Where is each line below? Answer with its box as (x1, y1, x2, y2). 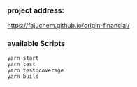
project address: (7, 6, 65, 15)
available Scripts (7, 39, 65, 49)
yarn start (7, 54, 39, 61)
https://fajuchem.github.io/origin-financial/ (7, 22, 130, 30)
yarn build (7, 72, 39, 80)
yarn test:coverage (7, 67, 64, 74)
